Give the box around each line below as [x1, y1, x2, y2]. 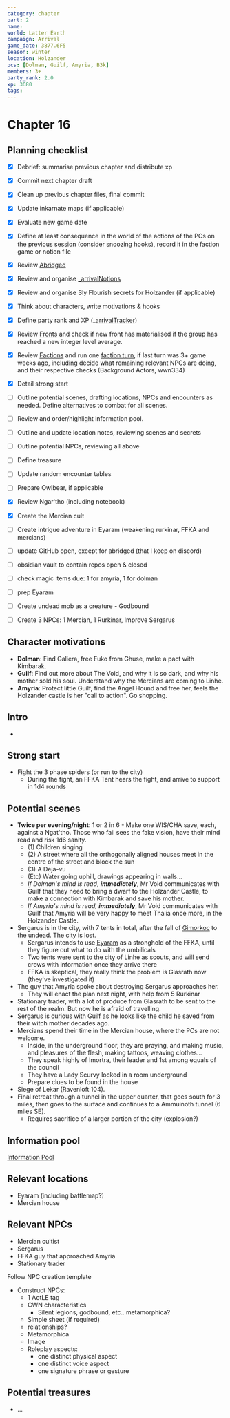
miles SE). [17, 1107, 46, 1116]
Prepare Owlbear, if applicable [17, 484, 103, 492]
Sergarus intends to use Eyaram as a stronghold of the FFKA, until [27, 938, 215, 947]
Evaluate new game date [17, 218, 87, 227]
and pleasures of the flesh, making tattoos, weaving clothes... [27, 1048, 202, 1057]
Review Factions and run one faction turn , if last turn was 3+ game [17, 350, 207, 359]
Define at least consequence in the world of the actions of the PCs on [17, 232, 215, 240]
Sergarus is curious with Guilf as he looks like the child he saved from [17, 1012, 215, 1020]
